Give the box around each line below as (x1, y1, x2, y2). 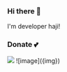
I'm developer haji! (7, 22, 61, 31)
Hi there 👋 (7, 6, 42, 16)
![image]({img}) (15, 56, 61, 65)
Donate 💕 (7, 40, 38, 50)
